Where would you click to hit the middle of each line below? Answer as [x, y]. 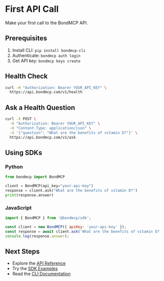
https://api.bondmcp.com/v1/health [46, 92]
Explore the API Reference [39, 263]
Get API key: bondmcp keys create [46, 61]
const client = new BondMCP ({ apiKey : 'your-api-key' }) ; [66, 227]
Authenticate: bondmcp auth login [46, 55]
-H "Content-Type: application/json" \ [50, 128]
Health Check [27, 76]
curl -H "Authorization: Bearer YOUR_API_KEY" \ [56, 87]
